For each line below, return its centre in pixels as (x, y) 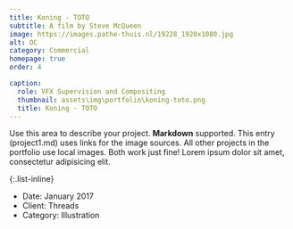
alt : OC (24, 42)
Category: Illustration (61, 216)
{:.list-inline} (32, 179)
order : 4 (25, 68)
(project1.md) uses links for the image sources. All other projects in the (139, 143)
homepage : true (38, 59)
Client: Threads (50, 206)
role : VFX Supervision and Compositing (92, 91)
